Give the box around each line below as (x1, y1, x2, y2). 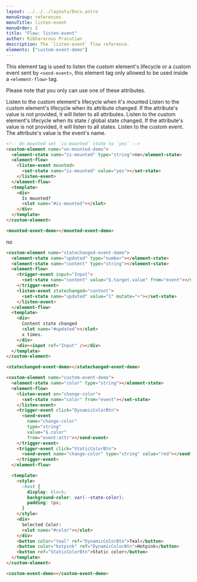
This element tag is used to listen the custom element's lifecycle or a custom (6, 63, 191, 70)
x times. (21, 331, 43, 338)
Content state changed (21, 321, 77, 327)
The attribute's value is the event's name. (6, 129, 106, 136)
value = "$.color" (27, 429, 67, 435)
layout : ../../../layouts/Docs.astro (6, 8, 98, 15)
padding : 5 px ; (27, 500, 62, 506)
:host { (21, 483, 41, 489)
